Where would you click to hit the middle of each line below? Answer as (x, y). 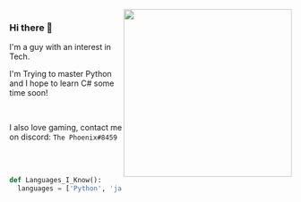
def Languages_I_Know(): (56, 181)
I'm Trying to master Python (60, 74)
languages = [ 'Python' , (61, 189)
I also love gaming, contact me (66, 128)
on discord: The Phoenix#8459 (64, 137)
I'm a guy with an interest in (60, 47)
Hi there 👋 (31, 28)
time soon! (29, 93)
